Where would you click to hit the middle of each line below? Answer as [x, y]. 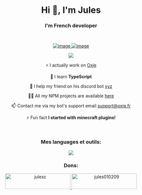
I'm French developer [71, 26]
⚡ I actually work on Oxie [71, 65]
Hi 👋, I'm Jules [71, 10]
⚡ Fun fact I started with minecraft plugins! [71, 118]
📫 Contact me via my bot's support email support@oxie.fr [71, 106]
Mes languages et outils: [71, 142]
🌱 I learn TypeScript [71, 77]
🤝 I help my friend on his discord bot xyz [71, 86]
